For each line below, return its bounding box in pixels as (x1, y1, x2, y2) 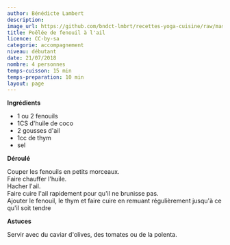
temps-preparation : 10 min (7, 73, 84, 81)
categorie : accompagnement (7, 42, 84, 49)
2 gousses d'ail (16, 127, 60, 135)
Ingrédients (7, 99, 41, 107)
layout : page (7, 80, 44, 87)
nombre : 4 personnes (7, 61, 66, 68)
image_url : (7, 23, 38, 29)
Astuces (7, 217, 32, 226)
